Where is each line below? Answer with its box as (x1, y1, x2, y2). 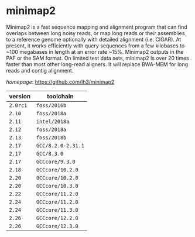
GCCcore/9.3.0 (36, 158, 76, 165)
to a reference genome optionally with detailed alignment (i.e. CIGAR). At (6, 36, 182, 43)
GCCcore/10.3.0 (36, 183, 78, 189)
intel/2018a (36, 118, 70, 125)
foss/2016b (36, 102, 67, 109)
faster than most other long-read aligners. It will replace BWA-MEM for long (6, 60, 189, 68)
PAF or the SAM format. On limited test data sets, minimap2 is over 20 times (6, 54, 189, 61)
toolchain (46, 92, 74, 100)
